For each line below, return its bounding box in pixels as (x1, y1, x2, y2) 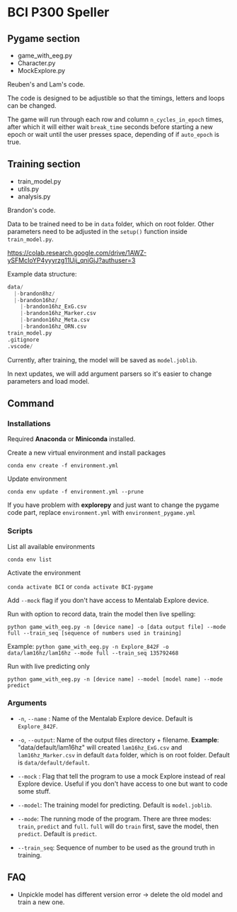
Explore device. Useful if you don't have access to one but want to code (17, 779, 228, 788)
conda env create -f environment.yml (7, 462, 119, 469)
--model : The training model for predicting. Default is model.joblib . (17, 801, 212, 809)
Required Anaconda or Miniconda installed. (7, 435, 136, 443)
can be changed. (7, 101, 57, 110)
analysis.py (17, 192, 51, 201)
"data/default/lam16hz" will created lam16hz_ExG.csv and (17, 743, 183, 752)
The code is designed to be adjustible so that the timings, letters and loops (7, 94, 225, 102)
